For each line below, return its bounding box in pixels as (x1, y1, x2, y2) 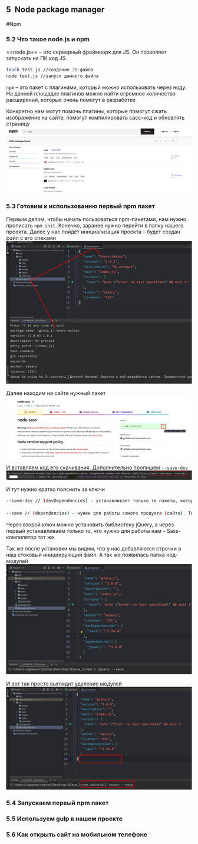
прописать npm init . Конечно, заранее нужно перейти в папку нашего (6, 222, 184, 229)
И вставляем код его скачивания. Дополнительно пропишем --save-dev (6, 464, 189, 471)
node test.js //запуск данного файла (6, 73, 99, 79)
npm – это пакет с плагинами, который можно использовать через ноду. (6, 84, 187, 91)
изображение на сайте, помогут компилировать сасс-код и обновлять (6, 114, 185, 121)
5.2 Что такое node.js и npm (6, 35, 90, 43)
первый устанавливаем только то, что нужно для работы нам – (6, 527, 166, 534)
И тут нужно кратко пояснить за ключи (6, 486, 105, 493)
